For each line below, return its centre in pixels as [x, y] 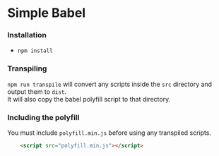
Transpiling [27, 68]
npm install [35, 51]
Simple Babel [47, 13]
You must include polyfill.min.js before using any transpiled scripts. [109, 133]
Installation [27, 35]
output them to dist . [37, 91]
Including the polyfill [43, 117]
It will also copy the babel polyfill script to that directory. [89, 99]
